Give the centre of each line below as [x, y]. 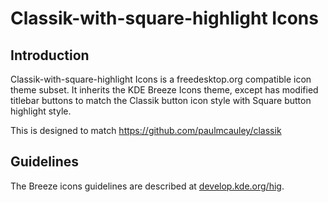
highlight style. [41, 111]
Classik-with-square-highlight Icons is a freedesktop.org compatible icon [161, 79]
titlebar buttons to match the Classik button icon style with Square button [161, 100]
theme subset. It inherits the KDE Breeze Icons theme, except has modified [164, 90]
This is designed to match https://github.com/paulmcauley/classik [146, 130]
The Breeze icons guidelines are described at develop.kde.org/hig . [147, 186]
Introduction [50, 55]
